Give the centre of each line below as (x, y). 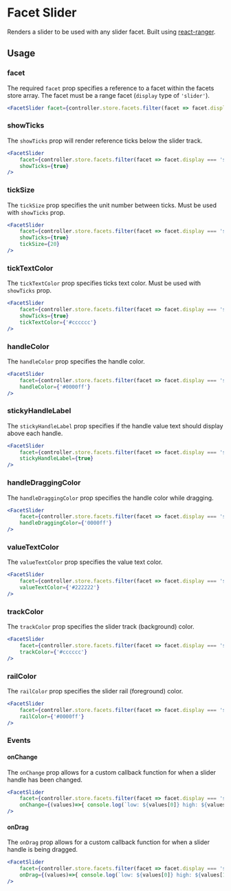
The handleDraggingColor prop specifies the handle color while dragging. (111, 498)
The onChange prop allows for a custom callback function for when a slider (112, 772)
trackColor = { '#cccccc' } (54, 652)
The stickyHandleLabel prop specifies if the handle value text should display (115, 426)
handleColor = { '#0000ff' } (55, 387)
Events (19, 740)
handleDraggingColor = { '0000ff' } (66, 523)
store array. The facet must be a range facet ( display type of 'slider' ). (108, 95)
